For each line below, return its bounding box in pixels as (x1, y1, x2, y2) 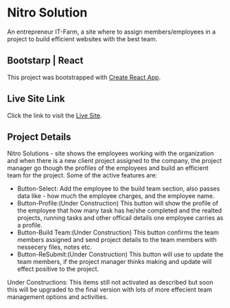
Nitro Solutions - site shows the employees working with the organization (7, 149, 214, 157)
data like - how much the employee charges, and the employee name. (16, 192, 215, 200)
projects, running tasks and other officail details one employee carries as (16, 214, 224, 222)
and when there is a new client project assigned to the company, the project (7, 157, 222, 165)
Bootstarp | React (7, 55, 84, 67)
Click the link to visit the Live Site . (7, 111, 102, 120)
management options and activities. (7, 293, 108, 301)
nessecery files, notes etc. (16, 243, 93, 252)
